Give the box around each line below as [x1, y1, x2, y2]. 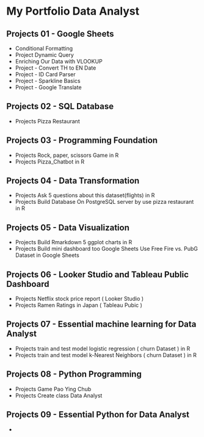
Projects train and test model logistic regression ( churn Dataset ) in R [15, 345, 191, 352]
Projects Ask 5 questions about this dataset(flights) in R [15, 192, 155, 199]
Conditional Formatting [15, 45, 73, 52]
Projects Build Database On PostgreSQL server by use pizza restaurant [15, 198, 194, 206]
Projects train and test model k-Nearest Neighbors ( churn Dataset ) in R [15, 351, 197, 358]
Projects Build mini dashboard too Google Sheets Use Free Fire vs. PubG [15, 245, 199, 253]
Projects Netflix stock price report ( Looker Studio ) [15, 295, 144, 303]
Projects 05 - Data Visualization [6, 222, 129, 233]
